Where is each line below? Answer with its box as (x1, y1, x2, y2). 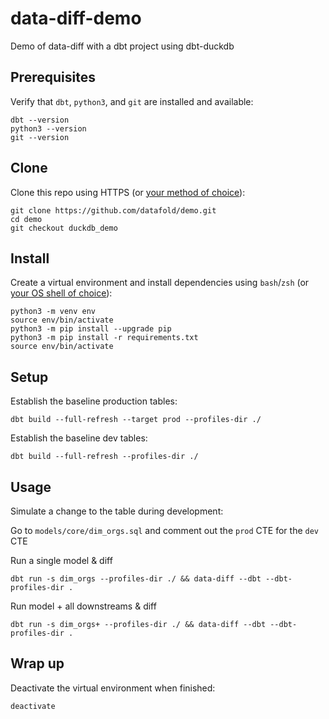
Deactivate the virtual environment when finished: (10, 682, 216, 694)
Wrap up (10, 655, 65, 672)
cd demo (10, 214, 43, 224)
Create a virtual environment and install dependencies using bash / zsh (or (10, 277, 310, 289)
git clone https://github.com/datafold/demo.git (10, 205, 217, 216)
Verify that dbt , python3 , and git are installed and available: (10, 95, 254, 107)
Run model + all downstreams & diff (10, 600, 157, 612)
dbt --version (10, 115, 70, 125)
